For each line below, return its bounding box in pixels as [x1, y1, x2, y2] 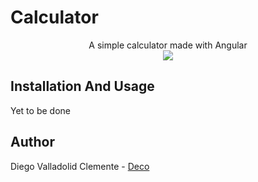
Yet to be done [10, 104, 71, 116]
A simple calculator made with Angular [88, 39, 248, 51]
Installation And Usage [10, 78, 155, 95]
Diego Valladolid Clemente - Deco [10, 160, 150, 172]
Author [10, 134, 55, 151]
